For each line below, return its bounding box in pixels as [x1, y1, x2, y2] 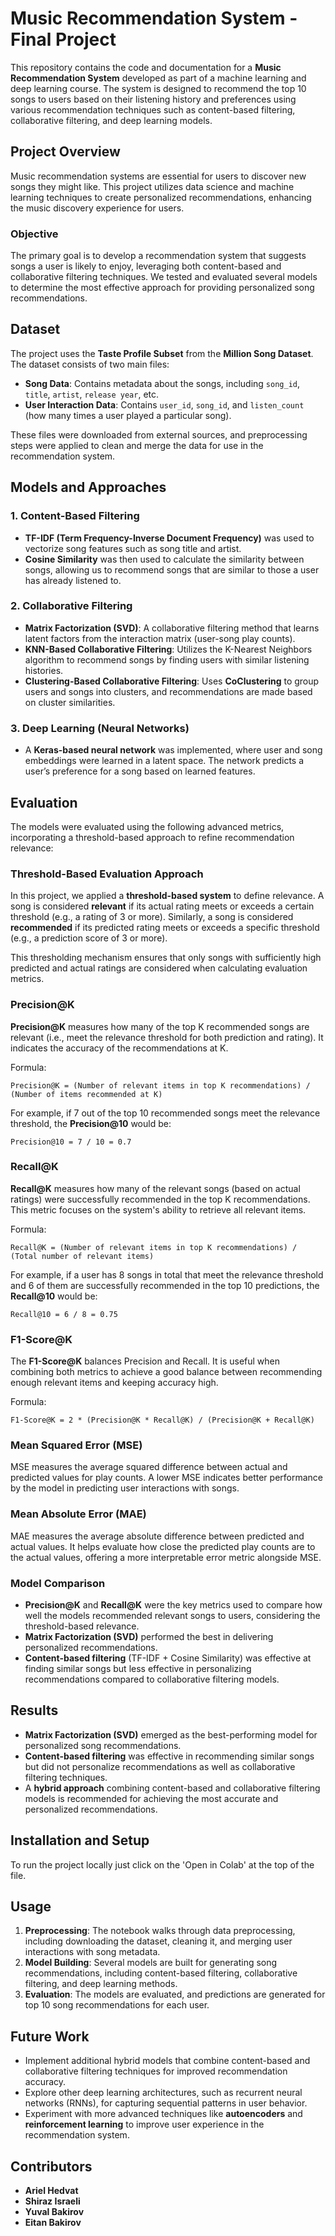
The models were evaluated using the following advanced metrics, [10, 820, 285, 832]
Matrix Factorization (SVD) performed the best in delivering [24, 1631, 274, 1643]
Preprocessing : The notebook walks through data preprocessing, [24, 1925, 296, 1937]
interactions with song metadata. [24, 1946, 161, 1958]
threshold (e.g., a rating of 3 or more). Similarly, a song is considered [10, 911, 294, 923]
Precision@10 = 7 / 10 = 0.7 [10, 1137, 132, 1147]
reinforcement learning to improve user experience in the [24, 2118, 265, 2131]
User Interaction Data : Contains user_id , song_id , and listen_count [24, 398, 305, 411]
